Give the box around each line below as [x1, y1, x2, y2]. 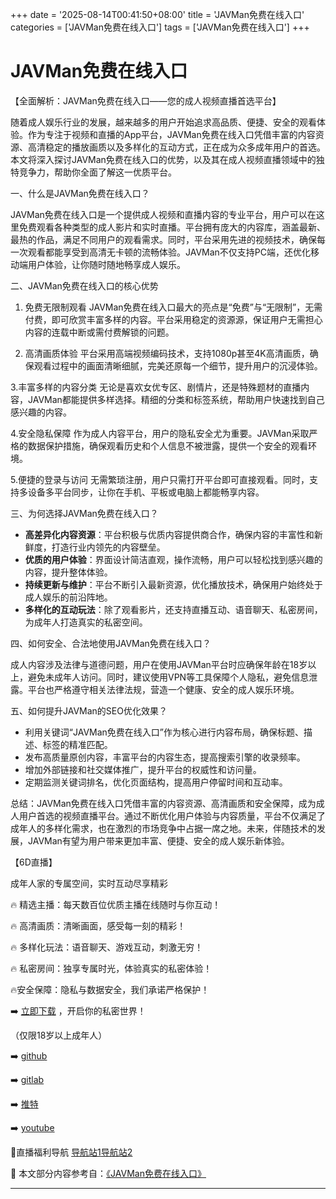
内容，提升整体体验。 [24, 566, 113, 578]
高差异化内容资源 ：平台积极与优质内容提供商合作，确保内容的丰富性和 [24, 528, 315, 540]
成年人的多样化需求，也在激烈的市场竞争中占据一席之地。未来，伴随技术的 [10, 822, 317, 834]
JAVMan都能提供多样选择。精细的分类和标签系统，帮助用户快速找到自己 [27, 393, 325, 405]
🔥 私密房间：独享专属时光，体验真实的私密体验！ [10, 962, 213, 974]
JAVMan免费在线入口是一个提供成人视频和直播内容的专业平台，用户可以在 [10, 208, 317, 220]
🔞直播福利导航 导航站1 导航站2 [10, 1146, 133, 1158]
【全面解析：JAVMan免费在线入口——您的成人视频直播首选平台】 [10, 94, 282, 107]
